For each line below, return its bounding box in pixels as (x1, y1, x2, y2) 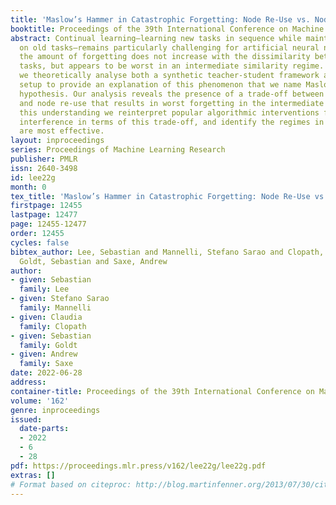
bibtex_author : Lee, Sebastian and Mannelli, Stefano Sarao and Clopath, (10, 247, 325, 257)
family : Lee (19, 284, 70, 295)
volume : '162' (10, 396, 70, 406)
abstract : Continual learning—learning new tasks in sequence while (10, 33, 302, 43)
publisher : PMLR (10, 154, 78, 164)
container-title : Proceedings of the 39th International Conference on (10, 386, 315, 396)
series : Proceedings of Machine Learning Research (10, 145, 226, 155)
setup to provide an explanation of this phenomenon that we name (19, 80, 302, 90)
